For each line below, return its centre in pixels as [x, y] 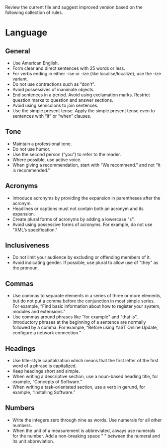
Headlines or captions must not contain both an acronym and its [78, 209]
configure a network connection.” [46, 333]
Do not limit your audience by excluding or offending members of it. [82, 257]
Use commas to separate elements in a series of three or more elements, [87, 296]
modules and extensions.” [39, 312]
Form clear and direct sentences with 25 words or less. [69, 68]
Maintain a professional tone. [42, 144]
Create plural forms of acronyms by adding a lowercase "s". [74, 219]
